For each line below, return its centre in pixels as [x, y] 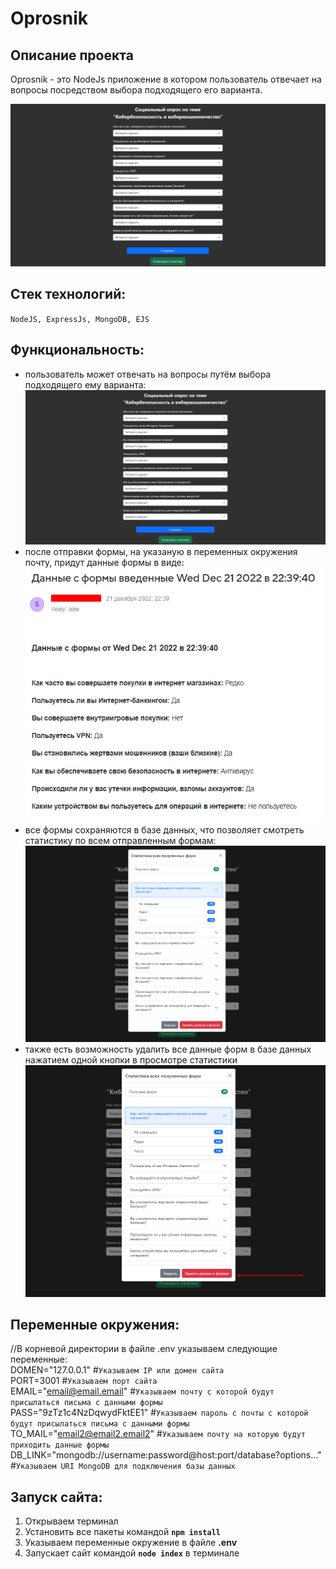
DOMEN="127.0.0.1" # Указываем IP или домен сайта [117, 1370]
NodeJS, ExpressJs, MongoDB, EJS [80, 319]
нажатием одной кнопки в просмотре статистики [131, 1059]
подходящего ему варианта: [85, 384]
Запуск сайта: [56, 1497]
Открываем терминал [71, 1521]
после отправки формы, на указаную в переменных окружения [161, 552]
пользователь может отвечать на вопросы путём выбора [148, 374]
